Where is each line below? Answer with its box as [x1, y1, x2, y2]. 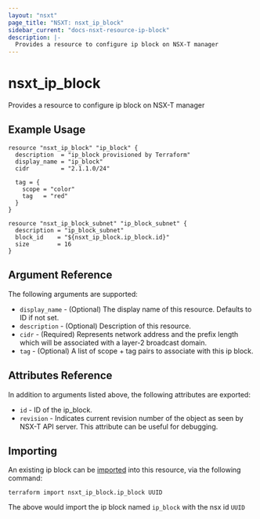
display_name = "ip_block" [15, 158, 103, 166]
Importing [8, 444, 57, 458]
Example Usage [8, 123, 86, 137]
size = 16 [15, 240, 72, 248]
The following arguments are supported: [8, 289, 139, 298]
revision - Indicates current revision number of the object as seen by [19, 413, 244, 422]
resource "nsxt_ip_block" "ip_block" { [8, 144, 139, 152]
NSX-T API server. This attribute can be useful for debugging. [19, 422, 218, 431]
